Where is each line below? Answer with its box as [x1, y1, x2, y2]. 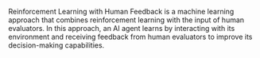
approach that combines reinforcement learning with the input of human [8, 15, 245, 25]
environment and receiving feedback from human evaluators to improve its [8, 32, 253, 41]
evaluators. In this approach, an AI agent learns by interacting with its [8, 24, 235, 33]
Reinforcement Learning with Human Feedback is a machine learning [8, 7, 235, 16]
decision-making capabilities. [8, 41, 105, 50]
